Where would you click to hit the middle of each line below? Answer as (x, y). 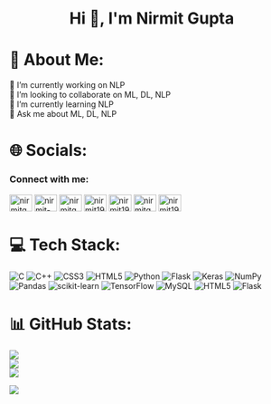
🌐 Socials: (48, 151)
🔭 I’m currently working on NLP (67, 85)
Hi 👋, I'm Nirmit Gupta (152, 19)
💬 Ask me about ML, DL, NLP (63, 114)
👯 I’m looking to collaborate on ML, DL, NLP (90, 95)
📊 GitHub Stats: (71, 324)
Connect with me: (49, 179)
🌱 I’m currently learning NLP (62, 104)
